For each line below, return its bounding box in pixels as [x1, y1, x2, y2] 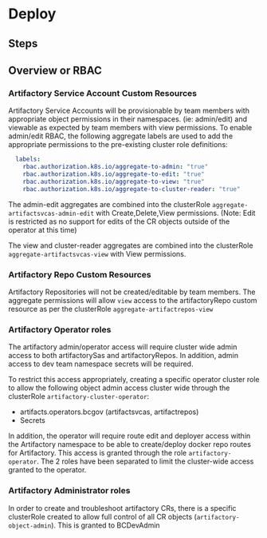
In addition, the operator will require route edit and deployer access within [8, 431, 251, 440]
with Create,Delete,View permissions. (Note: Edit [95, 208, 256, 217]
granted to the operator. [8, 465, 87, 475]
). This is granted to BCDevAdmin [50, 520, 161, 530]
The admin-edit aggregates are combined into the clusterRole [8, 199, 211, 209]
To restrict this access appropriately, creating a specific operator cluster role [8, 375, 260, 385]
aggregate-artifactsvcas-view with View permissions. [8, 249, 187, 258]
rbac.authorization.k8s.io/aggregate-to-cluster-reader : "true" [22, 185, 241, 193]
